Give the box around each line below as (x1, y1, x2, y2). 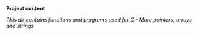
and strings (6, 23, 34, 29)
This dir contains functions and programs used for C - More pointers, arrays (6, 16, 192, 23)
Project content (6, 5, 46, 12)
